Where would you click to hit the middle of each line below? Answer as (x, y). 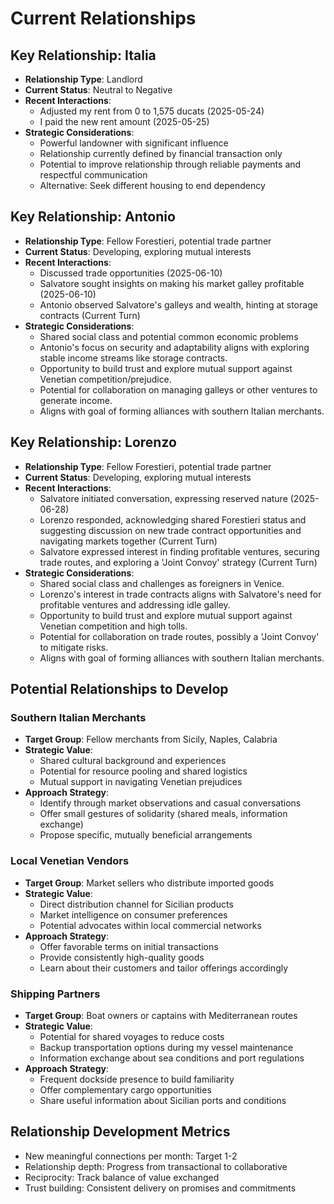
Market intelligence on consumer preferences (133, 914)
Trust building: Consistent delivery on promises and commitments (160, 1188)
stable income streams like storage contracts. (133, 358)
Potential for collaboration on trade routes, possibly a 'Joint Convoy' (179, 636)
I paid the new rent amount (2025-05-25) (124, 121)
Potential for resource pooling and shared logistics (143, 771)
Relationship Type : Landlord (83, 79)
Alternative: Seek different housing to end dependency (152, 185)
